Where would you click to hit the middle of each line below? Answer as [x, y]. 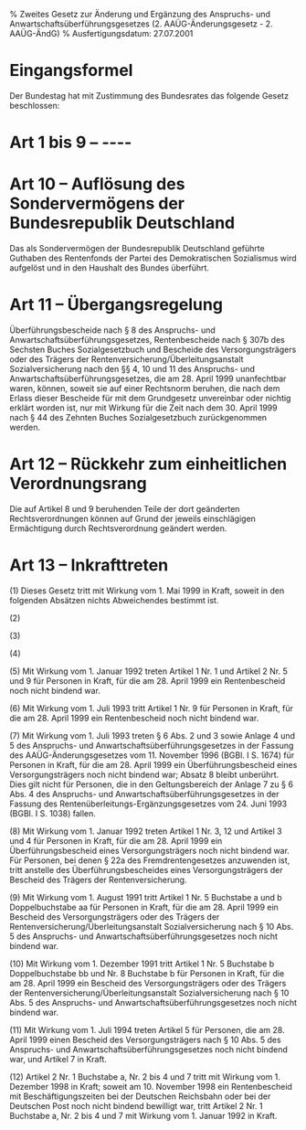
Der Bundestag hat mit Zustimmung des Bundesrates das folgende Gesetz [149, 95]
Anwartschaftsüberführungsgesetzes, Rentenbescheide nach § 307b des [147, 340]
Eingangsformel [71, 71]
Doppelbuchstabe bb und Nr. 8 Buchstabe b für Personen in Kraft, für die [147, 973]
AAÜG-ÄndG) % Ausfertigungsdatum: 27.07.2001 [101, 33]
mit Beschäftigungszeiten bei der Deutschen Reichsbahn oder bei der [140, 1096]
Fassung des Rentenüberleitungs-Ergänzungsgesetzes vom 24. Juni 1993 [148, 804]
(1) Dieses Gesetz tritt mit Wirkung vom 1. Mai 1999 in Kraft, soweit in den [147, 591]
